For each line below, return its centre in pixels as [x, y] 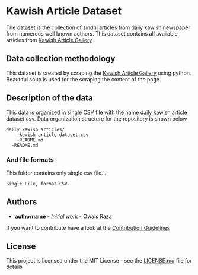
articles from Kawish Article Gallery [49, 40]
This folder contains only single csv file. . [56, 173]
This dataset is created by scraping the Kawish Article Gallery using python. [99, 73]
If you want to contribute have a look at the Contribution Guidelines [88, 227]
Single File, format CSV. [38, 184]
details [14, 267]
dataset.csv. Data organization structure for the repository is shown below [97, 118]
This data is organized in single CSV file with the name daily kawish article [97, 112]
